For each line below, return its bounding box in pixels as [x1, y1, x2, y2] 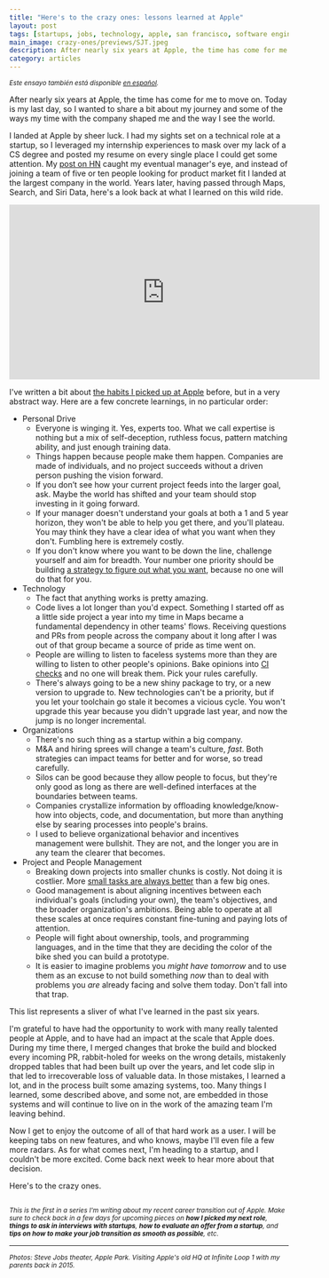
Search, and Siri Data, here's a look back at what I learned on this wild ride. [9, 187, 284, 197]
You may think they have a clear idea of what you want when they [35, 527, 276, 537]
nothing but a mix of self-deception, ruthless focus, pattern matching [35, 433, 288, 442]
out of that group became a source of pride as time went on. [35, 640, 256, 650]
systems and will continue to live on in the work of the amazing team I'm [9, 1099, 273, 1109]
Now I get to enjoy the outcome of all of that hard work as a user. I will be [9, 1125, 277, 1136]
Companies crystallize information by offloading [35, 800, 211, 811]
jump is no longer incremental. [35, 716, 146, 726]
